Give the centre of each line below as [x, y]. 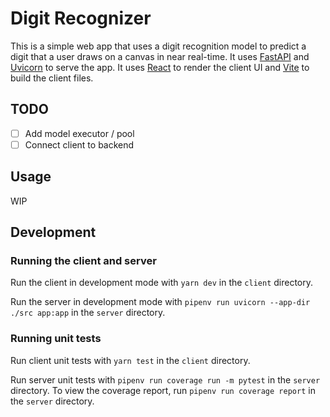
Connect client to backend [79, 144]
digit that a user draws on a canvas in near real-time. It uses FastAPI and [160, 56]
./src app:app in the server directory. [88, 313]
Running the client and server [83, 260]
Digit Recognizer [81, 18]
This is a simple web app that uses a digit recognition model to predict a [158, 46]
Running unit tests [56, 339]
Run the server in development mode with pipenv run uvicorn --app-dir [160, 302]
